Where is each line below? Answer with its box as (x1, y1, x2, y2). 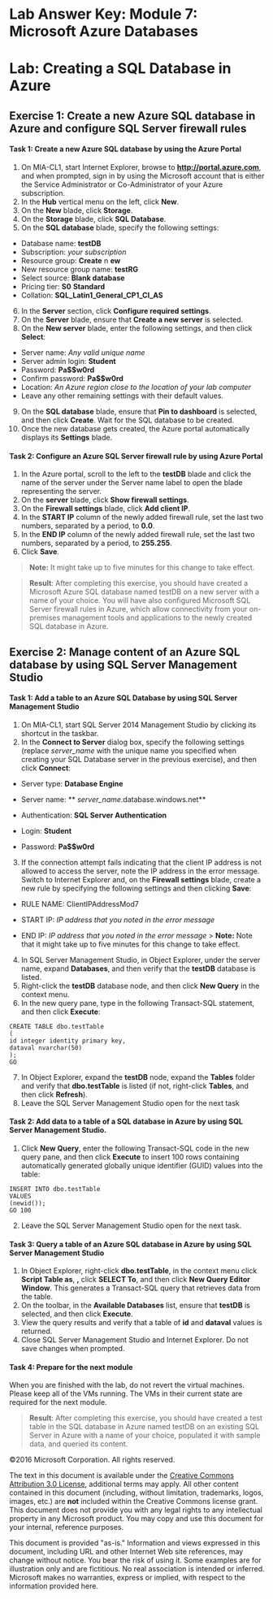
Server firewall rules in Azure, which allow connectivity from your (28, 604, 248, 614)
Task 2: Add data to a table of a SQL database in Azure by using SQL (9, 1116, 243, 1126)
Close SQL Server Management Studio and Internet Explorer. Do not (20, 1335, 249, 1345)
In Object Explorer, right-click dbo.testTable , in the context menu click (20, 1266, 258, 1276)
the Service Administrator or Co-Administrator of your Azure (20, 180, 223, 189)
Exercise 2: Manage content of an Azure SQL (9, 645, 240, 659)
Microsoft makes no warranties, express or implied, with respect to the (9, 1573, 246, 1583)
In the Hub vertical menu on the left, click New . (20, 197, 180, 206)
